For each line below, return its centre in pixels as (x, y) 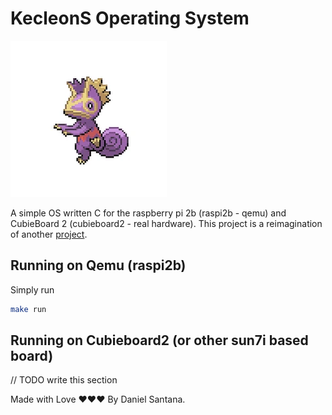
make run (28, 309)
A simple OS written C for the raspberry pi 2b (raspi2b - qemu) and (148, 213)
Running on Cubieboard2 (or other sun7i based (159, 340)
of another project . (49, 234)
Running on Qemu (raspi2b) (98, 265)
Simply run (32, 289)
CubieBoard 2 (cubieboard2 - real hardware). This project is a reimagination (166, 223)
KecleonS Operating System (130, 18)
